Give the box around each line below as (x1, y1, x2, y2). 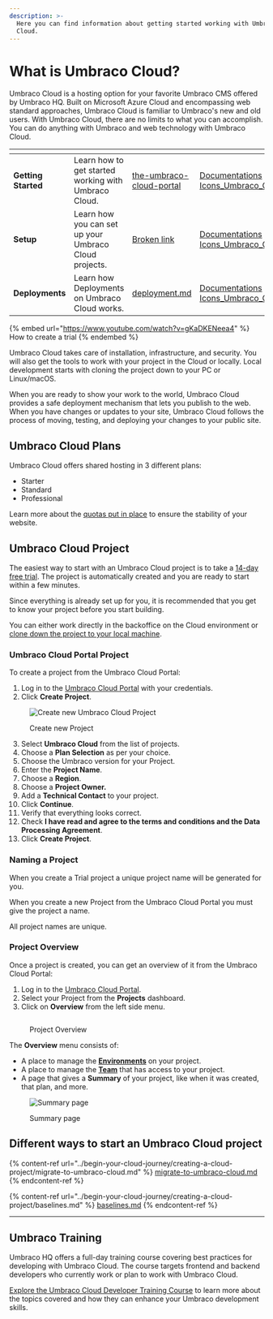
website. (9, 518, 38, 528)
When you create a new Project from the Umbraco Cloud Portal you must (9, 897, 254, 907)
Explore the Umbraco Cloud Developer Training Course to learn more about (9, 1286, 261, 1295)
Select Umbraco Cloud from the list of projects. (20, 739, 181, 749)
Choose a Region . (20, 774, 82, 783)
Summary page (29, 1113, 81, 1123)
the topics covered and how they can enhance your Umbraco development (9, 1294, 259, 1304)
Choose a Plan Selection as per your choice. (20, 748, 171, 757)
